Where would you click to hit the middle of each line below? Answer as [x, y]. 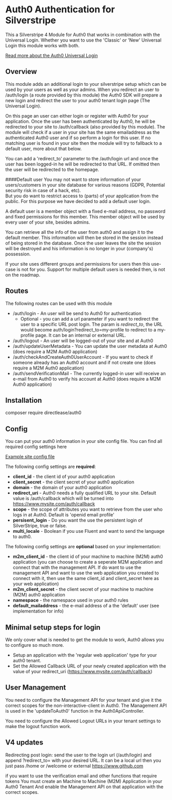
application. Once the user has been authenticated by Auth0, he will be [80, 121]
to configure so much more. [35, 645]
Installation [24, 400]
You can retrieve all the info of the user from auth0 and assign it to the [79, 232]
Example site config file [30, 457]
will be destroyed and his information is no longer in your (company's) [79, 248]
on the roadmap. [23, 275]
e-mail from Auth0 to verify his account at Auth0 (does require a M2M [87, 379]
